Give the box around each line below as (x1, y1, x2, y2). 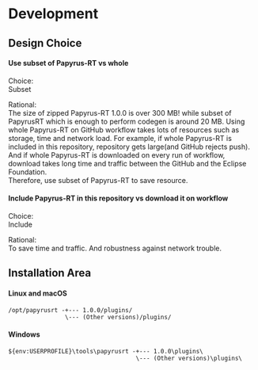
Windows (8, 330, 40, 339)
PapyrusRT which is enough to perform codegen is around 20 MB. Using (8, 116, 245, 126)
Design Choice (8, 36, 82, 50)
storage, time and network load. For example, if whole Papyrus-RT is (8, 133, 232, 143)
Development (8, 5, 99, 23)
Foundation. (8, 167, 47, 177)
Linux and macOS (8, 288, 67, 298)
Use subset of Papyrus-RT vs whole (8, 59, 129, 68)
